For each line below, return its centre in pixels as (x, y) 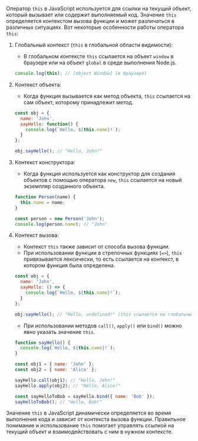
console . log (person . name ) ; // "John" (61, 224)
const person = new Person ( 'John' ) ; (60, 218)
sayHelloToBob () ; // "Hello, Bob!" (58, 402)
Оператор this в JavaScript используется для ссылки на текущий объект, (99, 9)
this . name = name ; (43, 203)
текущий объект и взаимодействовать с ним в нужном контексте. (90, 432)
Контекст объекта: (38, 84)
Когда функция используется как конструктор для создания (99, 174)
